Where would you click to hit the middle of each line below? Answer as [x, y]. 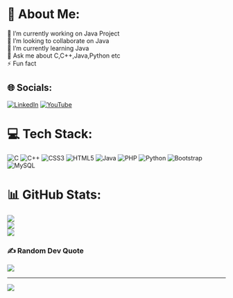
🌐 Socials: [30, 88]
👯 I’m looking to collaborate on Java [58, 40]
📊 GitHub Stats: [54, 194]
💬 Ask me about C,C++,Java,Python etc [64, 56]
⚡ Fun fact [22, 63]
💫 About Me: [44, 14]
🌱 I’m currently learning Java [48, 48]
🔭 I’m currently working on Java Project [63, 33]
